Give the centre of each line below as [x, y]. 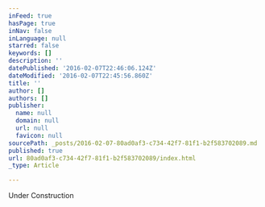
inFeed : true [30, 16]
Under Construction [41, 196]
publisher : [27, 106]
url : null [32, 128]
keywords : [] [30, 53]
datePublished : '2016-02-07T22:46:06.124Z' [83, 68]
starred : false [34, 46]
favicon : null [39, 135]
